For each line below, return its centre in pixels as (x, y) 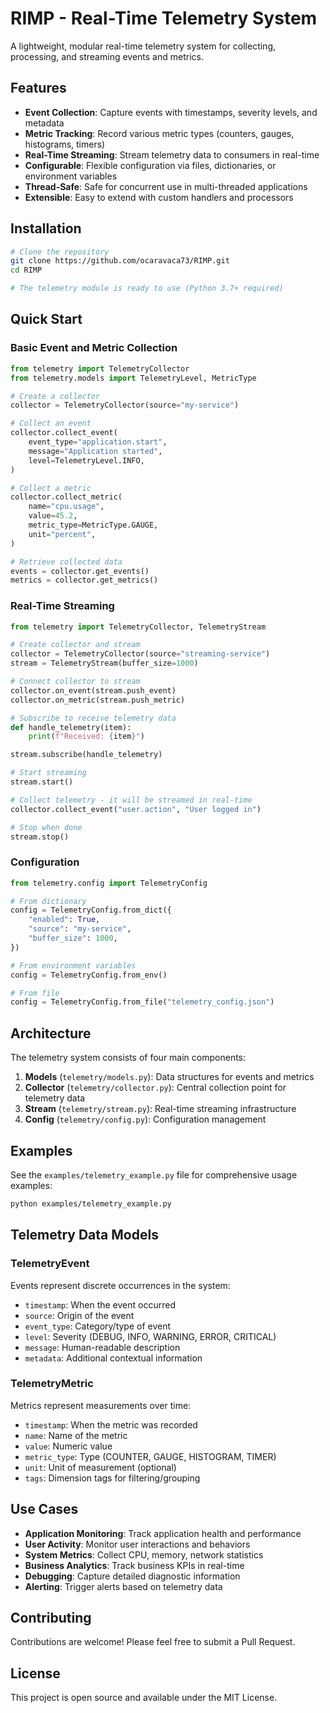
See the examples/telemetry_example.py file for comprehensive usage (154, 1174)
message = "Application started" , (95, 451)
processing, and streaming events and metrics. (107, 56)
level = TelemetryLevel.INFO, (86, 460)
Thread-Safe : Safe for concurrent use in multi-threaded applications (166, 186)
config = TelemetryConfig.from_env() (89, 975)
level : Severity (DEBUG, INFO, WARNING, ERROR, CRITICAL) (150, 1336)
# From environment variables (73, 965)
